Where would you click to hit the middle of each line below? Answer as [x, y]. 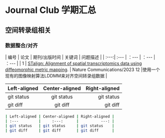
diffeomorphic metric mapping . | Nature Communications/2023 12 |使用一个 [82, 69]
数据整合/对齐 [22, 45]
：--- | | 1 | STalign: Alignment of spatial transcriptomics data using [74, 63]
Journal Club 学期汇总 [51, 10]
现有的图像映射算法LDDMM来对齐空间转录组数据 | [56, 75]
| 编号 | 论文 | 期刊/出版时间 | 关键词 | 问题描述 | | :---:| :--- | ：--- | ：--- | [80, 57]
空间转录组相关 [28, 30]
